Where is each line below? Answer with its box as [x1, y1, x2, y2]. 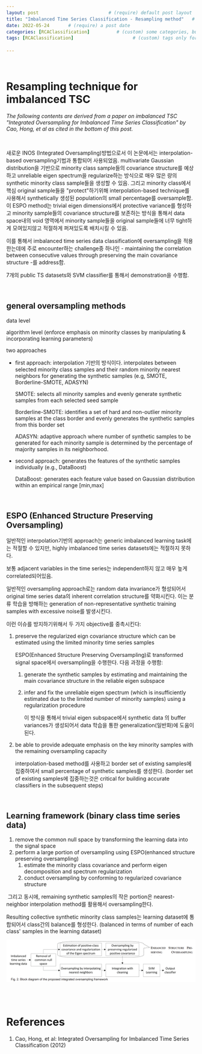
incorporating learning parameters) [6, 334, 93, 342]
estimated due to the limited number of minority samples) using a [23, 695, 186, 702]
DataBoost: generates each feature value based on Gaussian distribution [14, 475, 195, 482]
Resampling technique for [6, 80, 138, 93]
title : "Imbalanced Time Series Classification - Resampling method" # [6, 16, 195, 22]
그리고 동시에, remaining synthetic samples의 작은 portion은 [7, 893, 153, 901]
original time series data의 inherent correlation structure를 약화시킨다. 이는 [6, 593, 188, 600]
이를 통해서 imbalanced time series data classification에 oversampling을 [6, 237, 182, 244]
